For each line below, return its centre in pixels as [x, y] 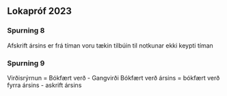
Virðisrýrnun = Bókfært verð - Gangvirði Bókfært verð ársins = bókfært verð [113, 78]
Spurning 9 [26, 63]
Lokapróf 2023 [39, 11]
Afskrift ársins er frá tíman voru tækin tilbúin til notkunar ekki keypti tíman [110, 45]
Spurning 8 [26, 31]
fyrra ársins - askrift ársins [44, 85]
